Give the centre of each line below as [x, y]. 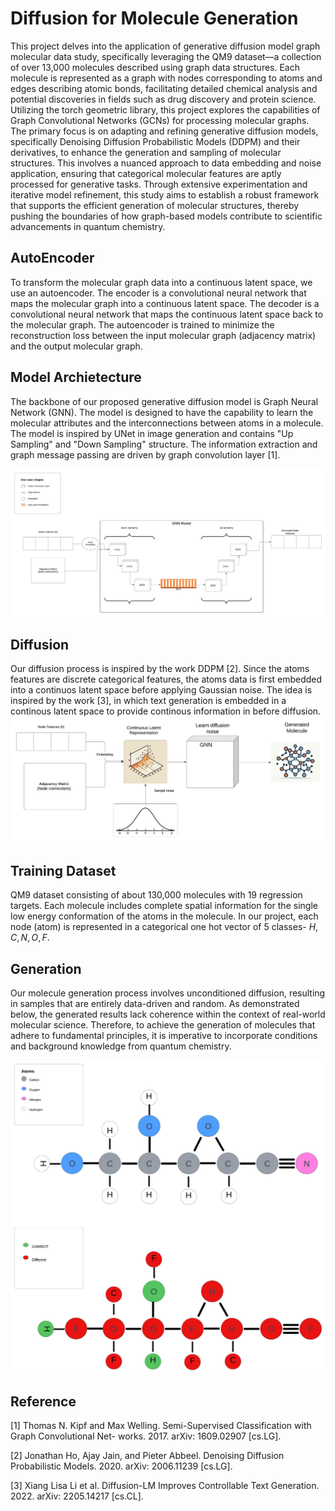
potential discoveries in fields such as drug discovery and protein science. [163, 99]
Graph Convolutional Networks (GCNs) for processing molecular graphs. [160, 120]
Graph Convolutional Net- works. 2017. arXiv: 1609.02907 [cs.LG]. [146, 1436]
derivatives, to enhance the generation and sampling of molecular [146, 152]
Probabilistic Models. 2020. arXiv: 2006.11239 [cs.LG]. [121, 1466]
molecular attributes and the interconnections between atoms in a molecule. [167, 423]
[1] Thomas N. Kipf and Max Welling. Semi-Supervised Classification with [161, 1426]
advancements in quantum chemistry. [88, 226]
